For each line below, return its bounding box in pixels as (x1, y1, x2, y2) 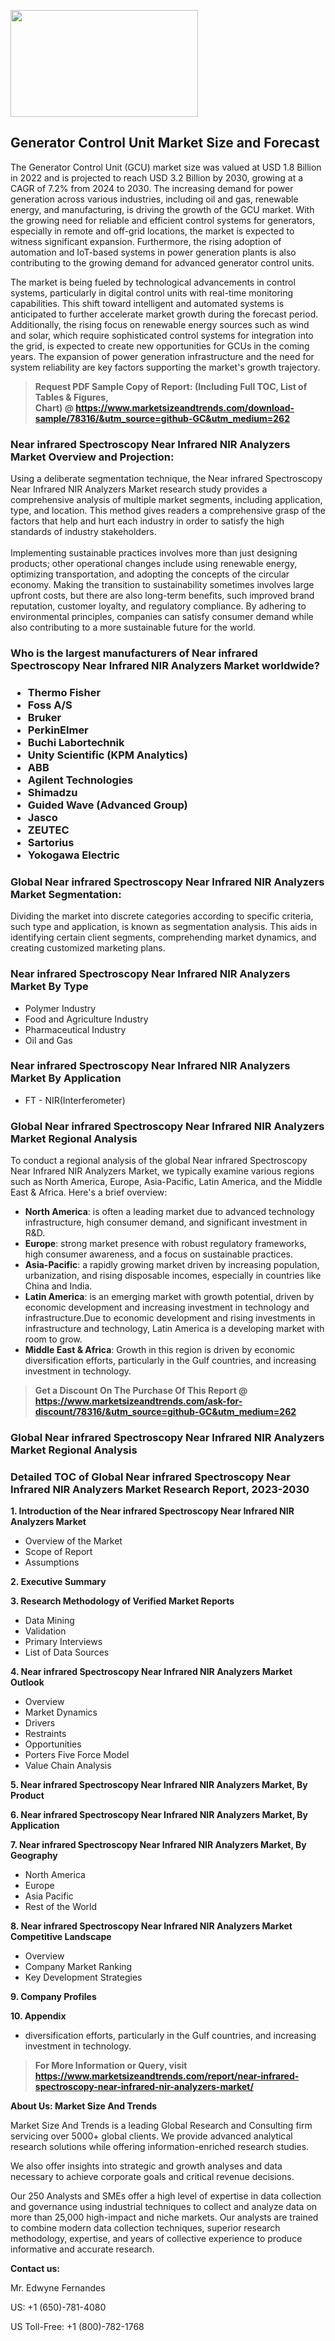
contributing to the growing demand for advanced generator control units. (10, 256, 315, 269)
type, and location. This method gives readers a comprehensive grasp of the (10, 505, 326, 517)
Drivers (24, 1717, 56, 1729)
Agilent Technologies (27, 773, 134, 787)
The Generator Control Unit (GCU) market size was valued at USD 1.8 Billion (10, 161, 322, 173)
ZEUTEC (27, 823, 70, 837)
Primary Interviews (24, 1636, 103, 1648)
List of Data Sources (24, 1646, 110, 1659)
